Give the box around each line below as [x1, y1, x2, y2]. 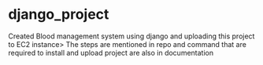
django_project [8, 5, 109, 23]
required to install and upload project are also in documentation [8, 48, 214, 57]
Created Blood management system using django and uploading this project [8, 31, 255, 41]
